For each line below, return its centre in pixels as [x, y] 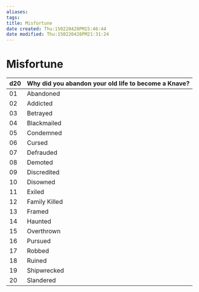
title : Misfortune [29, 23]
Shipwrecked [46, 271]
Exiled [36, 192]
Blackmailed [44, 123]
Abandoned [43, 94]
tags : [13, 18]
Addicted [40, 103]
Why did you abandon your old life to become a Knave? [108, 83]
